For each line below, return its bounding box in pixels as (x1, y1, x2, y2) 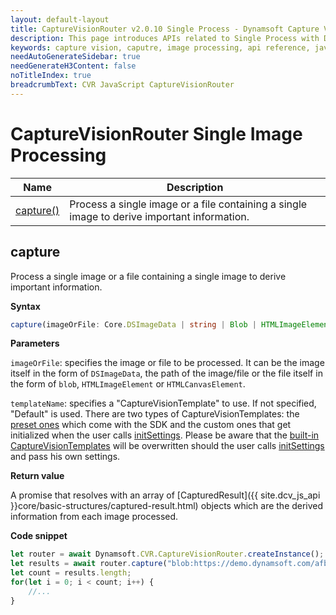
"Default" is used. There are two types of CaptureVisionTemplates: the (10, 408, 300, 420)
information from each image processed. (10, 511, 179, 523)
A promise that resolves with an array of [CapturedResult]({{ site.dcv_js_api (10, 489, 321, 501)
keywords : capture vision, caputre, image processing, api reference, (10, 42, 311, 53)
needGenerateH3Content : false (10, 61, 137, 71)
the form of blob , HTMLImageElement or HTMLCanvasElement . (10, 378, 246, 390)
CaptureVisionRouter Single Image (10, 122, 303, 145)
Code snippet (10, 530, 68, 542)
